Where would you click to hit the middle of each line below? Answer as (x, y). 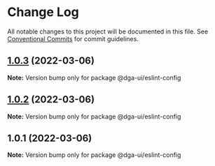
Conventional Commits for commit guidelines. (73, 38)
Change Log (43, 12)
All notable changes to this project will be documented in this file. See (108, 31)
